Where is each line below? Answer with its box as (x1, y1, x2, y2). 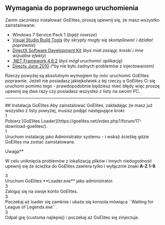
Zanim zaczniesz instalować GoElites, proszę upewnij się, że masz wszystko (5, 17, 160, 23)
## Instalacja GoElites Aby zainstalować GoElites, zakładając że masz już (5, 102, 153, 108)
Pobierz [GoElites (5, 118, 40, 124)
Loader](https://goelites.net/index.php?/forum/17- (41, 118, 142, 124)
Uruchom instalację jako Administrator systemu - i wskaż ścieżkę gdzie (5, 134, 149, 140)
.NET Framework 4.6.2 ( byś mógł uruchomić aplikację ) (12, 57, 123, 63)
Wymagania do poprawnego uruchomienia (5, 4, 138, 12)
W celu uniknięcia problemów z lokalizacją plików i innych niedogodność (5, 158, 152, 164)
